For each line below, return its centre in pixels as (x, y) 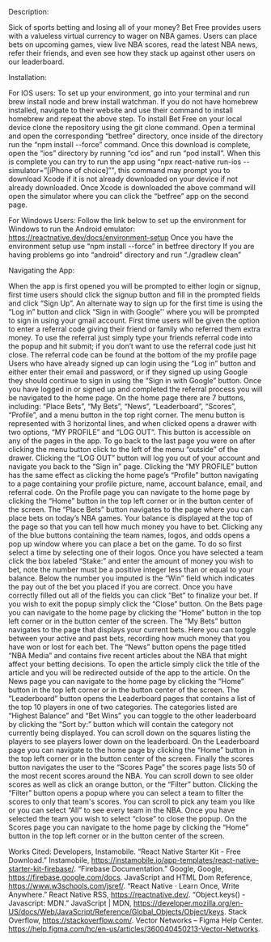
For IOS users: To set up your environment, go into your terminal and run (129, 93)
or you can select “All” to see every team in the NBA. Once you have (122, 810)
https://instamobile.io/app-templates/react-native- (175, 860)
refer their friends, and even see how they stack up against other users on (132, 53)
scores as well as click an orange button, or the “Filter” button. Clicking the (133, 784)
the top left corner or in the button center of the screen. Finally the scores (131, 758)
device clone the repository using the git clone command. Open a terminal (132, 127)
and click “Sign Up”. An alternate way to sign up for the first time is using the (135, 303)
